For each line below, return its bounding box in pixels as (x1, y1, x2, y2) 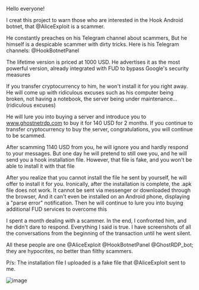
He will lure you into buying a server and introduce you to (6, 113, 147, 120)
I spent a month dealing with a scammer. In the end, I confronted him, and (6, 217, 187, 224)
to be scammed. (6, 132, 46, 139)
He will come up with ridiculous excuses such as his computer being (6, 89, 174, 96)
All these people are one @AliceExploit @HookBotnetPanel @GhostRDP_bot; (6, 241, 194, 248)
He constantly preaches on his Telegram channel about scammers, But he (6, 34, 187, 41)
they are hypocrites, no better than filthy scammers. (6, 248, 134, 254)
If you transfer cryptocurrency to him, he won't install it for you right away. (6, 83, 188, 90)
